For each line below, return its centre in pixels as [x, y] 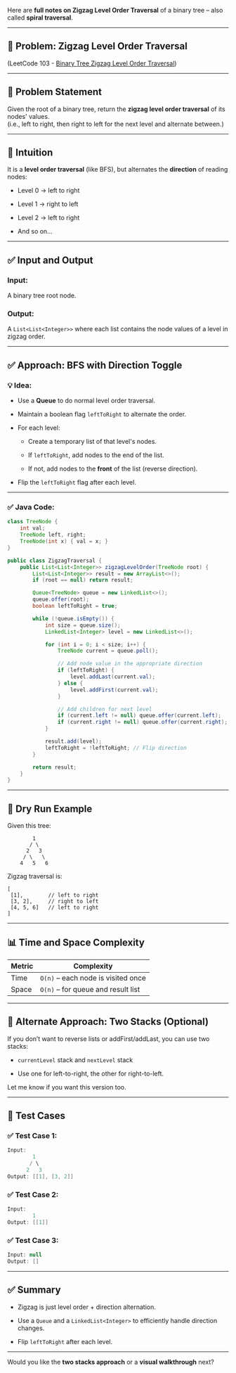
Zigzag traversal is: [35, 876]
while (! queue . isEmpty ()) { [73, 618]
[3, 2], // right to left [54, 902]
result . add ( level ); [73, 741]
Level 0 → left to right [48, 191]
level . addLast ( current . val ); [113, 677]
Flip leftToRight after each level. [65, 1341]
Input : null [25, 1255]
